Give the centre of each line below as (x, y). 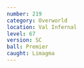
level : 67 (21, 34)
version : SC (24, 40)
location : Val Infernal (42, 27)
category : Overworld (37, 21)
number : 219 (24, 14)
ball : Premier (28, 47)
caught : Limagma (31, 54)
